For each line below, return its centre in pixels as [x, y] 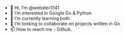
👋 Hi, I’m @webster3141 [35, 8]
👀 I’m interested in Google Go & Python [51, 13]
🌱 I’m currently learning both [40, 18]
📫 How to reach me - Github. [41, 29]
